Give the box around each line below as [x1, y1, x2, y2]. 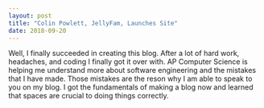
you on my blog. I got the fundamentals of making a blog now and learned [8, 82, 254, 92]
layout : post [8, 11, 52, 20]
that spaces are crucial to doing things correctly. [8, 91, 169, 101]
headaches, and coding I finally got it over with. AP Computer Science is [8, 57, 248, 66]
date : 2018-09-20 [8, 26, 67, 34]
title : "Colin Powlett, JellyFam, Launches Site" [8, 19, 179, 27]
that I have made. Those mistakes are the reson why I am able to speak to [8, 74, 253, 84]
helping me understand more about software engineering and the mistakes [8, 66, 257, 75]
